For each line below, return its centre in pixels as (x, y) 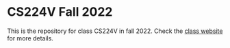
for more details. (30, 38)
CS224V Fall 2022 (60, 12)
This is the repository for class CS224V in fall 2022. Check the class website (115, 31)
